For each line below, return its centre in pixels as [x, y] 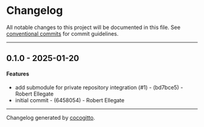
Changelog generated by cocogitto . [51, 117]
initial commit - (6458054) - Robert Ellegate [70, 100]
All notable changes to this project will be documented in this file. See [93, 27]
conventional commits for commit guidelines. [63, 33]
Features [18, 74]
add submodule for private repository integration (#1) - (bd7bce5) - [99, 87]
